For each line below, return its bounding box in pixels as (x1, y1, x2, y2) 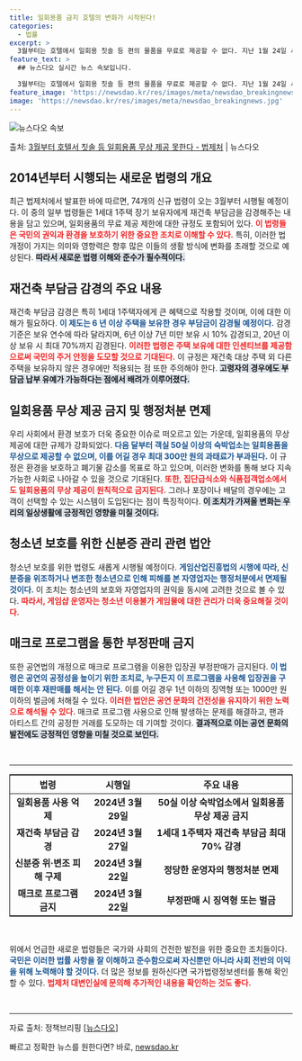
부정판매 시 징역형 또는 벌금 (165, 894, 276, 906)
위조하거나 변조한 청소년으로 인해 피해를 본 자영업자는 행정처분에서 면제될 (32, 572, 288, 583)
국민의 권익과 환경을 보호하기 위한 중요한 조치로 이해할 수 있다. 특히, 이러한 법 (18, 229, 286, 240)
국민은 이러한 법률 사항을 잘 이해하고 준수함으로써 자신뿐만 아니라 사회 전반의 (9, 955, 275, 966)
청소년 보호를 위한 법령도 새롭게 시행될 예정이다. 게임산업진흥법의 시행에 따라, (9, 562, 280, 572)
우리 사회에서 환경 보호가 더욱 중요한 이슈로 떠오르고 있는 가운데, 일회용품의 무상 (9, 428, 290, 439)
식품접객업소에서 (228, 473, 288, 484)
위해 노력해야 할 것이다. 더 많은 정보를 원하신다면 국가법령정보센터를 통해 (18, 966, 272, 976)
